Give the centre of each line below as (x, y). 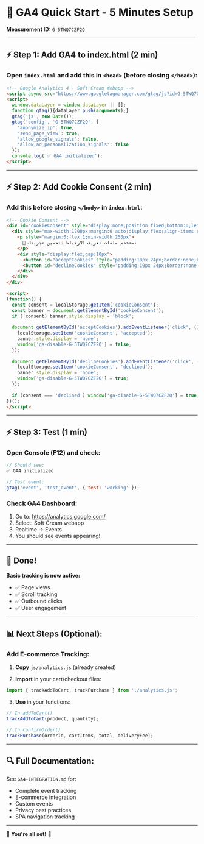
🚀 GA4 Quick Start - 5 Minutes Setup (100, 12)
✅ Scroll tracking (36, 594)
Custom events (34, 803)
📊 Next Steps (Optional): (54, 634)
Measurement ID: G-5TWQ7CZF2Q (46, 29)
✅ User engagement (41, 608)
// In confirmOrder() (34, 730)
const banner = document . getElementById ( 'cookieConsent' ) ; (88, 310)
